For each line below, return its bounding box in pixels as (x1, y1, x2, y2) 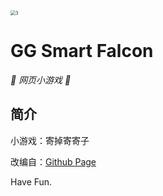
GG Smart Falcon (10, 40, 154, 63)
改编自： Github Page (10, 155, 97, 168)
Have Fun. (10, 175, 53, 188)
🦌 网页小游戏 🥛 (10, 74, 72, 86)
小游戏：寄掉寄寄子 (10, 134, 90, 146)
